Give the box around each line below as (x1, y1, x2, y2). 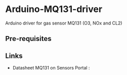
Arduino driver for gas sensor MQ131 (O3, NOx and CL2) (5, 20, 122, 26)
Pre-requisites (5, 34, 52, 43)
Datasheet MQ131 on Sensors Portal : (12, 65, 90, 71)
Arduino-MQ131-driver (5, 3, 103, 15)
